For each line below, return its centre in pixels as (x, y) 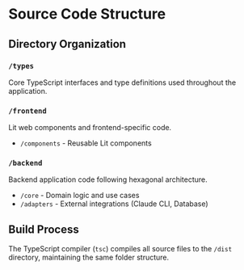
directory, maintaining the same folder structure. (89, 257)
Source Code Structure (87, 14)
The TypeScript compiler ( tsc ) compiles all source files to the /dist (120, 249)
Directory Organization (67, 44)
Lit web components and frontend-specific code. (90, 128)
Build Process (44, 229)
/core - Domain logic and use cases (80, 196)
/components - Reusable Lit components (86, 143)
